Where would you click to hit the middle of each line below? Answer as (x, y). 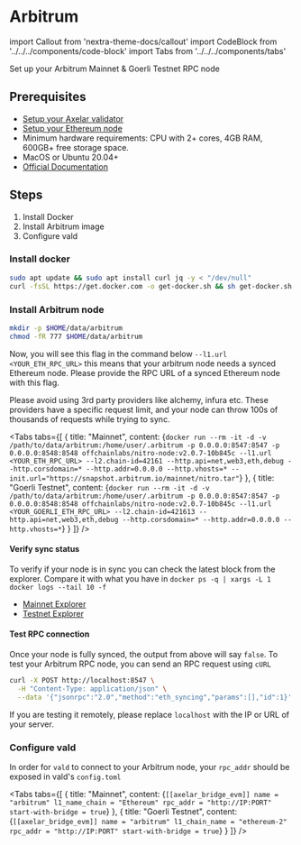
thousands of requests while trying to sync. (90, 419)
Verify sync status (45, 549)
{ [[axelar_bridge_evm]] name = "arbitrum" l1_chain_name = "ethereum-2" (148, 821)
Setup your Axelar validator (73, 118)
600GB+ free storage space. (75, 147)
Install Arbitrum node (57, 309)
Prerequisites (48, 97)
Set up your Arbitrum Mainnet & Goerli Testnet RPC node (115, 69)
